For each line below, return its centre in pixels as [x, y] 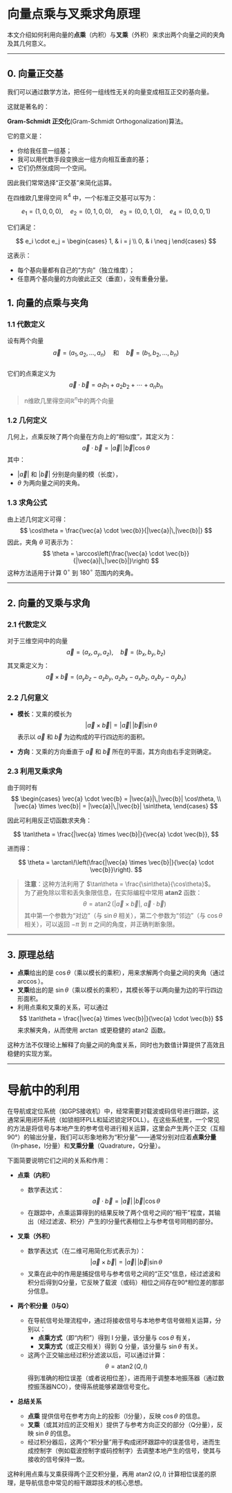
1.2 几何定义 [27, 421]
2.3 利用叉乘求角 [35, 771]
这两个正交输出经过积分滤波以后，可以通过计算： [97, 1355]
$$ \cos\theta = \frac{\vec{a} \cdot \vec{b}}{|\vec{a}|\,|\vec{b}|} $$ [116, 530]
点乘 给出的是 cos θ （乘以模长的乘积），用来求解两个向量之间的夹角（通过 [121, 972]
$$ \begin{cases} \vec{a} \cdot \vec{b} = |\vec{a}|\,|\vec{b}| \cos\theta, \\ [116, 799]
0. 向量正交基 [35, 74]
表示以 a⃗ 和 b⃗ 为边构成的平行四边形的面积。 [83, 736]
